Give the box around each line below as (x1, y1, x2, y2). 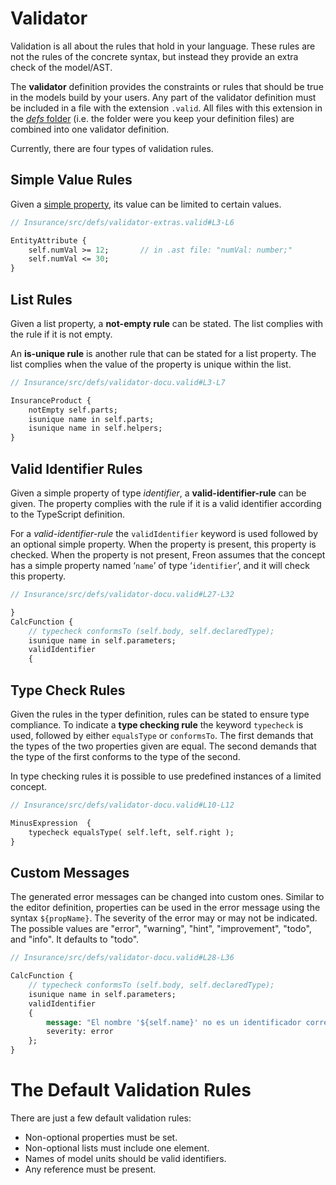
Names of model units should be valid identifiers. (24, 1152, 227, 1164)
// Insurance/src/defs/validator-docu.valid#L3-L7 (10, 377, 226, 387)
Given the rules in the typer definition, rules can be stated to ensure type (10, 708, 310, 720)
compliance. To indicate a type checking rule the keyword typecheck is (10, 718, 304, 731)
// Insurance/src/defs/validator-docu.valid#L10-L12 (10, 800, 235, 810)
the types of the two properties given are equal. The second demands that (10, 740, 317, 752)
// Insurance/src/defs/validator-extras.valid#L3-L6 (10, 217, 235, 227)
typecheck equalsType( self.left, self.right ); (28, 827, 235, 837)
